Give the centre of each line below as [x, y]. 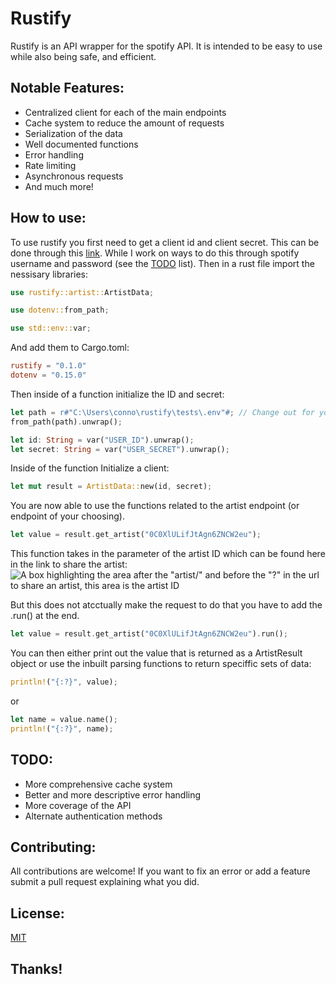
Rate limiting [50, 165]
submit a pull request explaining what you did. [105, 882]
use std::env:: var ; [51, 328]
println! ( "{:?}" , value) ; [64, 682]
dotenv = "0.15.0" [48, 375]
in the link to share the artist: [69, 564]
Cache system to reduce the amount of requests [124, 123]
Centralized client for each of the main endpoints [125, 112]
